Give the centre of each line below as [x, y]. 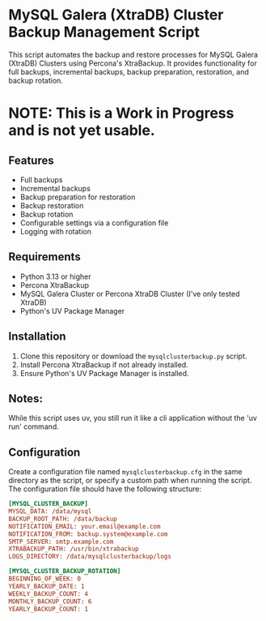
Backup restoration [52, 205]
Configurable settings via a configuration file [94, 223]
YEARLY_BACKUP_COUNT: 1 [49, 609]
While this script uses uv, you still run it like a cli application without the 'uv [133, 418]
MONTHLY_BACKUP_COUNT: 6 [50, 602]
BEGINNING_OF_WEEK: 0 [45, 579]
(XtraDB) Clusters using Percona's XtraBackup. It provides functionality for [133, 63]
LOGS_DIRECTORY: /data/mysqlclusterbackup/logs [90, 557]
